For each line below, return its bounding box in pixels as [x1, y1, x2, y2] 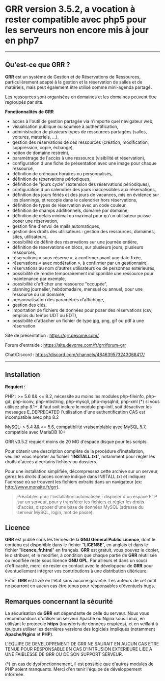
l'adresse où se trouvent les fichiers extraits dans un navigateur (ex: [5, 479, 142, 484]
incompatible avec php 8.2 [5, 414, 59, 420]
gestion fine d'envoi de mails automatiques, [12, 223, 101, 229]
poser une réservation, [12, 218, 58, 224]
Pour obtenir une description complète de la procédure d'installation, [5, 448, 144, 454]
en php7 [5, 35, 39, 46]
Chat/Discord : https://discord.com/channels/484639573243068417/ [5, 352, 145, 358]
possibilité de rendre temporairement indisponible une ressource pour [12, 270, 154, 276]
